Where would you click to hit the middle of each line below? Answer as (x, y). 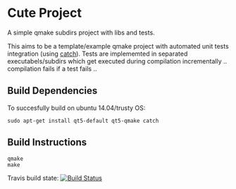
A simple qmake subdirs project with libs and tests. (81, 32)
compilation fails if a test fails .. (52, 68)
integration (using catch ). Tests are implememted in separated (98, 54)
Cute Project (45, 13)
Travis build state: (33, 178)
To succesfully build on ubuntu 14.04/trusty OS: (76, 108)
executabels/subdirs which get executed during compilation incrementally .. (117, 61)
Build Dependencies (52, 91)
